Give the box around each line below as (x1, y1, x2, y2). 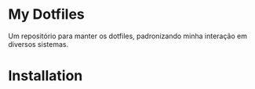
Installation (8, 67, 83, 85)
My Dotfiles (8, 5, 85, 23)
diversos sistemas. (8, 39, 69, 48)
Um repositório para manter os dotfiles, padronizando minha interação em (8, 31, 247, 41)
